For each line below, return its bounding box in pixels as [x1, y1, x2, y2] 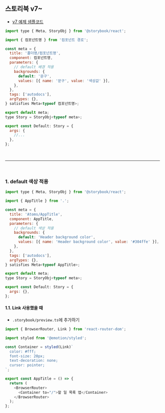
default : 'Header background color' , [18, 235, 96, 240]
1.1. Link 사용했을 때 [5, 305, 43, 311]
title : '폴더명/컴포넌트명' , [9, 51, 61, 56]
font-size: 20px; [9, 353, 45, 358]
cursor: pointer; [9, 363, 45, 368]
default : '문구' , [18, 73, 52, 79]
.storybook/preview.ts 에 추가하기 [12, 317, 80, 323]
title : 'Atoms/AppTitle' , [9, 212, 63, 217]
